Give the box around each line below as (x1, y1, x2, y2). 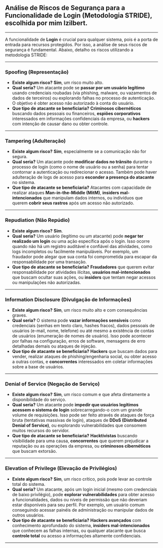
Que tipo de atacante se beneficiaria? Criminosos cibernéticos (12, 105, 142, 111)
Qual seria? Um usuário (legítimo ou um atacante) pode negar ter (12, 233, 144, 239)
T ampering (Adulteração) (5, 138, 66, 145)
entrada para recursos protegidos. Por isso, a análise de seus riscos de (5, 41, 147, 48)
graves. (12, 313, 28, 318)
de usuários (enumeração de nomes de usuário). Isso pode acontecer (12, 333, 152, 339)
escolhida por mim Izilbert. (5, 19, 88, 27)
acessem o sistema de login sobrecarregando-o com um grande (12, 407, 143, 413)
